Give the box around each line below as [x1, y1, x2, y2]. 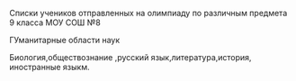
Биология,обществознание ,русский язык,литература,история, [9, 52, 252, 62]
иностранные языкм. [9, 62, 90, 72]
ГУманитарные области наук [9, 35, 121, 45]
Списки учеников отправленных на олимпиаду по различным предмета [9, 8, 288, 18]
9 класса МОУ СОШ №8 [9, 17, 101, 28]
